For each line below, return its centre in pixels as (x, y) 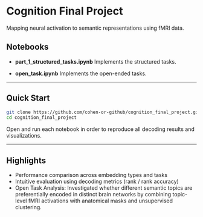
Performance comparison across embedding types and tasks (91, 175)
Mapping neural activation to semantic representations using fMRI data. (95, 28)
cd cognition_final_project (42, 118)
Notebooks (27, 47)
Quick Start (28, 98)
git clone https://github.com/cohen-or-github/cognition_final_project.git (104, 112)
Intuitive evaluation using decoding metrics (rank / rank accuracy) (97, 182)
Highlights (26, 160)
